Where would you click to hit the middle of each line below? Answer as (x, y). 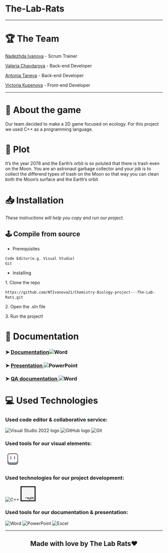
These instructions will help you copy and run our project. (64, 218)
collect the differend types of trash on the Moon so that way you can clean (82, 174)
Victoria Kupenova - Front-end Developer (48, 85)
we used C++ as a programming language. (49, 129)
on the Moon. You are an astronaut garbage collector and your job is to (78, 169)
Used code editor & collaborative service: (56, 419)
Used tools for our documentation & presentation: (67, 512)
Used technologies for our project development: (65, 478)
